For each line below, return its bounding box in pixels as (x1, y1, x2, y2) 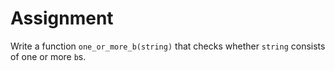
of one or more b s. (10, 50, 87, 62)
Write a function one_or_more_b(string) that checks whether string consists (10, 40, 326, 52)
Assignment (10, 7, 114, 30)
